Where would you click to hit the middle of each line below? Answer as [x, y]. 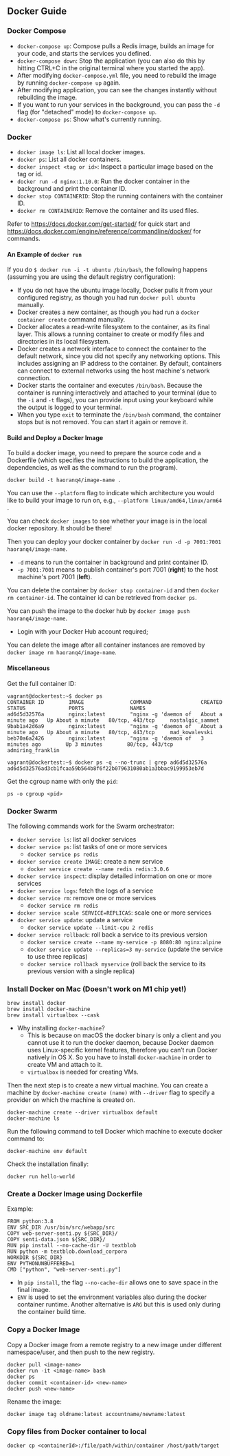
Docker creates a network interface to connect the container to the [112, 349]
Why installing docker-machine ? [61, 1028]
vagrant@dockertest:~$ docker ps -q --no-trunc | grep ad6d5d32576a [107, 762]
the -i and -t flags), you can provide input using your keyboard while [115, 400]
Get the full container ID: [42, 683]
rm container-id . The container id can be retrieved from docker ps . [102, 598]
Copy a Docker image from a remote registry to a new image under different [114, 1344]
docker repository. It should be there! [59, 528]
